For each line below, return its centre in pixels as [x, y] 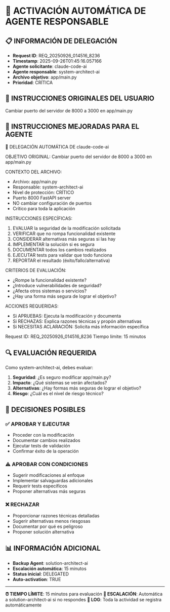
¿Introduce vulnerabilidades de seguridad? [57, 285]
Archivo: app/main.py [35, 181]
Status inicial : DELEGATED [41, 574]
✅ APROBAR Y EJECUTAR [37, 424]
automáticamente [24, 605]
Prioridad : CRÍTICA [33, 83]
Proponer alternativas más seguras [49, 491]
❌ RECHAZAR [22, 505]
